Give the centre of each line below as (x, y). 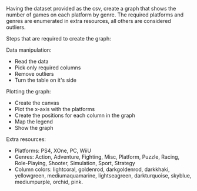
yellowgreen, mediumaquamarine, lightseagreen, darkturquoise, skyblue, (103, 175)
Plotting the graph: (29, 91)
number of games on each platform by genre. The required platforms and (95, 15)
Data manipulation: (29, 50)
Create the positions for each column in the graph (75, 115)
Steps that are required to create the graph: (59, 38)
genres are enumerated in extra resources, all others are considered (89, 21)
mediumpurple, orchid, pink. (49, 182)
